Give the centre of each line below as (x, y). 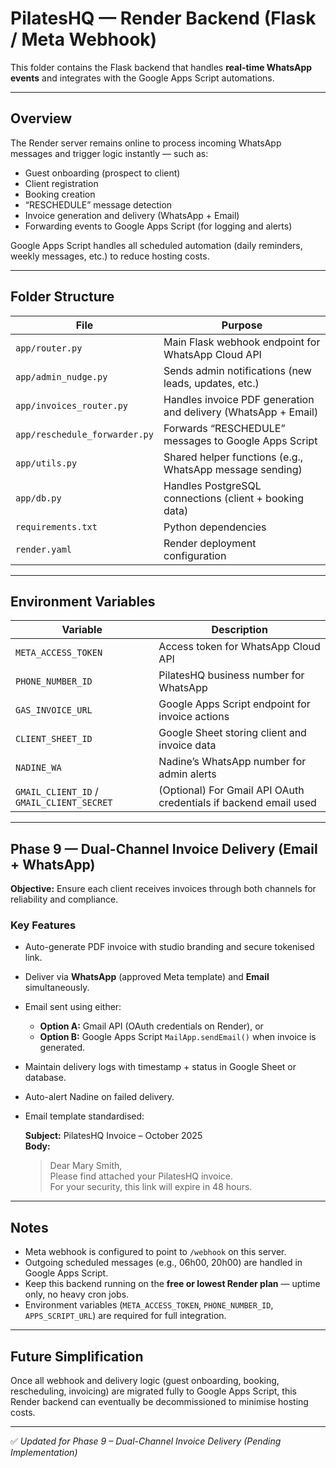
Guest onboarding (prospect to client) (102, 173)
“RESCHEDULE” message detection (98, 204)
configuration (195, 555)
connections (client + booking (234, 498)
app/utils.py (46, 463)
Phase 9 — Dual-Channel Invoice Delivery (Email (164, 848)
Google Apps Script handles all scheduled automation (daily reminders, (156, 245)
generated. (62, 1048)
